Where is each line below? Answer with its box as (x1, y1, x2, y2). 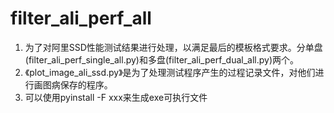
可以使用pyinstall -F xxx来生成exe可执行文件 (24, 91, 208, 103)
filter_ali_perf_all (10, 7, 152, 30)
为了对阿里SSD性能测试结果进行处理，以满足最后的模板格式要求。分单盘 (24, 41, 323, 53)
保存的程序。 (59, 78, 113, 91)
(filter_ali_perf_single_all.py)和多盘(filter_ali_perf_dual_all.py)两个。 (24, 53, 300, 66)
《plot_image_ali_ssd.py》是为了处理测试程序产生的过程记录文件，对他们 (24, 66, 316, 78)
